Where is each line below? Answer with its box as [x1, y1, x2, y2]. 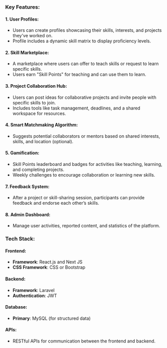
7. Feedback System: [5, 183, 50, 190]
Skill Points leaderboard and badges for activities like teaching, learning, [12, 161, 162, 167]
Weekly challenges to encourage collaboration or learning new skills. [12, 171, 155, 178]
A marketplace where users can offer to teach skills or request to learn [12, 61, 159, 67]
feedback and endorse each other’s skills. [12, 200, 100, 206]
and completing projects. [12, 166, 64, 172]
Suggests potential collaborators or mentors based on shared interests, [12, 133, 160, 139]
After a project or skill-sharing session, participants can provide [12, 195, 145, 201]
